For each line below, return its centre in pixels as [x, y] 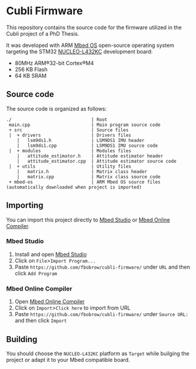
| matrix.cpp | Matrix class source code [89, 176]
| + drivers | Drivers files [70, 135]
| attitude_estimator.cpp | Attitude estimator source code [97, 161]
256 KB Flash [31, 69]
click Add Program [36, 273]
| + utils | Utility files [70, 166]
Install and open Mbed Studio [51, 254]
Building [22, 339]
